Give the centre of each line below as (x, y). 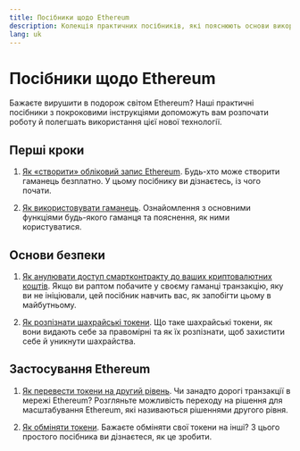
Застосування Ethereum (80, 369)
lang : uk (25, 34)
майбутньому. (50, 305)
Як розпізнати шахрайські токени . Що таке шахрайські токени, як (147, 322)
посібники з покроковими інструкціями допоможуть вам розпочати (139, 113)
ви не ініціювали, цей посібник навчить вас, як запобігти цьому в (146, 295)
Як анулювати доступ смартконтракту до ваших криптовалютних (147, 276)
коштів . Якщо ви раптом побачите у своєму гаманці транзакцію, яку (153, 286)
